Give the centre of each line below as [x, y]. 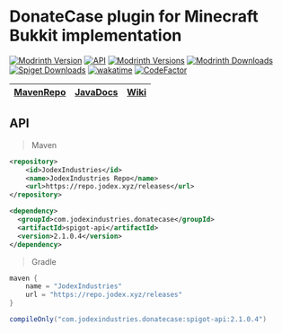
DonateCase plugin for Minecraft [134, 17]
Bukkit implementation [96, 35]
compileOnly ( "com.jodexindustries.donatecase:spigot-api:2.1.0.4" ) [138, 320]
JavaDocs [97, 92]
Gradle [44, 261]
